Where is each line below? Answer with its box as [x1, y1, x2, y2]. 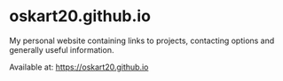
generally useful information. [9, 44, 114, 55]
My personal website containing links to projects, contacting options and [9, 35, 275, 46]
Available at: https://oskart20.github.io [9, 62, 149, 72]
